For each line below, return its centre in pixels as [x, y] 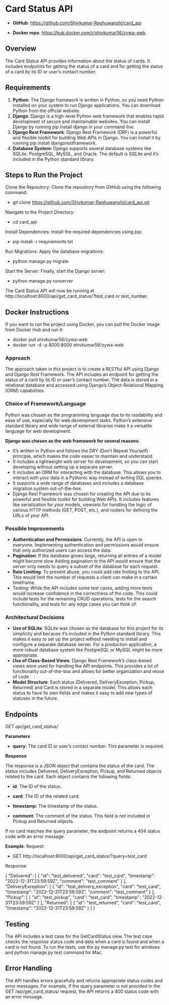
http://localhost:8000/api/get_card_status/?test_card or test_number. [77, 296]
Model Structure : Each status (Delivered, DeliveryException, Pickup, [84, 682]
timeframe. [24, 583]
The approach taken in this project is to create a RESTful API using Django [82, 369]
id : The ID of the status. [37, 786]
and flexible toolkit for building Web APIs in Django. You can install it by [87, 137]
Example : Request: [25, 846]
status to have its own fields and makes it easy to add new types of [82, 693]
